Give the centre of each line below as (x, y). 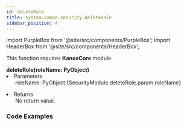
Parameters (28, 77)
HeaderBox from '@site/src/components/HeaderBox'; (73, 46)
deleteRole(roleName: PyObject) (48, 70)
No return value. (35, 101)
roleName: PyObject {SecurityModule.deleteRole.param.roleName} (98, 83)
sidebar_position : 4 (32, 23)
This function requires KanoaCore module (59, 58)
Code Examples (30, 116)
